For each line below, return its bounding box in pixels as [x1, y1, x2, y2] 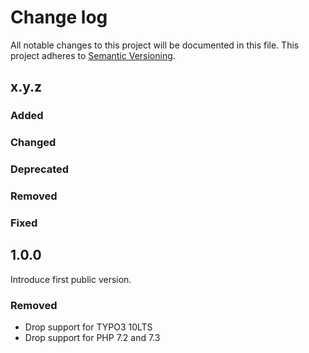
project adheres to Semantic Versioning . [10, 49, 176, 61]
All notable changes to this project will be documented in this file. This [10, 39, 300, 51]
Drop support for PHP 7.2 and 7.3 [24, 332, 161, 344]
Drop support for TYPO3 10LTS [24, 321, 153, 333]
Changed [10, 136, 57, 150]
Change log [10, 6, 108, 29]
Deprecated [10, 162, 70, 176]
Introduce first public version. [10, 273, 132, 285]
